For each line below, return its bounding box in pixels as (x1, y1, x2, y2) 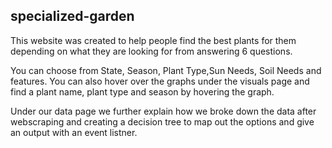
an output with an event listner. (10, 126, 138, 138)
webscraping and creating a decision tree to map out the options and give (10, 115, 315, 128)
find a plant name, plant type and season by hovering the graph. (10, 85, 275, 98)
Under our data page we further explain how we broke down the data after (10, 105, 317, 117)
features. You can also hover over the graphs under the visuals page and (10, 75, 310, 87)
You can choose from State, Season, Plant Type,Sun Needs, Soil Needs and (10, 64, 322, 76)
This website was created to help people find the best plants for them (10, 34, 297, 46)
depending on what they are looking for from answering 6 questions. (10, 45, 293, 57)
